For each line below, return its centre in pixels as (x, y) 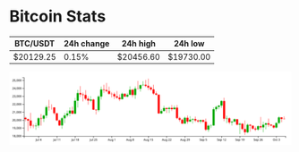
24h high (139, 44)
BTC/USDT (35, 44)
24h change (87, 44)
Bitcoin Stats (58, 17)
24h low (189, 44)
